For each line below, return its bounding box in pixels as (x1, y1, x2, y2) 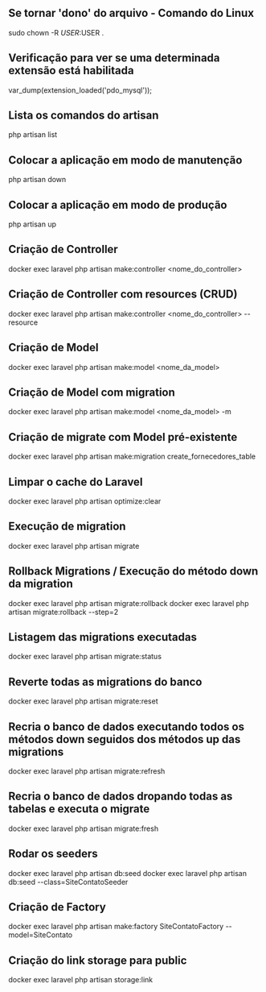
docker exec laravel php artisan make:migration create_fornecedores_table (8, 451, 256, 462)
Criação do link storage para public (8, 953, 187, 967)
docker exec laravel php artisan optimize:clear (8, 496, 162, 506)
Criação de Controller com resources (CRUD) (8, 288, 238, 301)
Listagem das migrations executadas (8, 630, 198, 644)
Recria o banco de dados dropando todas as (8, 790, 233, 803)
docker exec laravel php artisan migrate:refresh (8, 766, 166, 776)
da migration (8, 577, 74, 591)
